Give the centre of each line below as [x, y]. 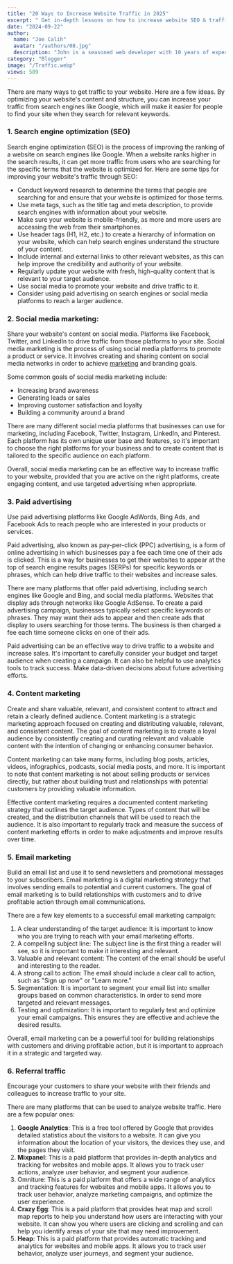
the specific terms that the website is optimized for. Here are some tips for [113, 169]
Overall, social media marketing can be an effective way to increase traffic [113, 469]
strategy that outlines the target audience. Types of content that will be [109, 809]
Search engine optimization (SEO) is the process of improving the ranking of [116, 147]
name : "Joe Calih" [40, 40]
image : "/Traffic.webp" [42, 65]
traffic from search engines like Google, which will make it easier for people [115, 106]
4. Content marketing [44, 694]
